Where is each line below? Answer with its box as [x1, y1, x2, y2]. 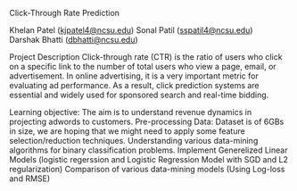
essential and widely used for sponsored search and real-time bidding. [9, 89, 269, 100]
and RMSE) [9, 173, 51, 184]
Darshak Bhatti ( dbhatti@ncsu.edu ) [9, 35, 138, 45]
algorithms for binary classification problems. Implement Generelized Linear [9, 145, 288, 155]
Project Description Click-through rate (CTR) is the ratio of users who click [9, 52, 283, 62]
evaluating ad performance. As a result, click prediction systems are [9, 80, 260, 90]
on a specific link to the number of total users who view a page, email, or [9, 62, 276, 71]
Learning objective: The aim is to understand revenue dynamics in [9, 107, 252, 117]
